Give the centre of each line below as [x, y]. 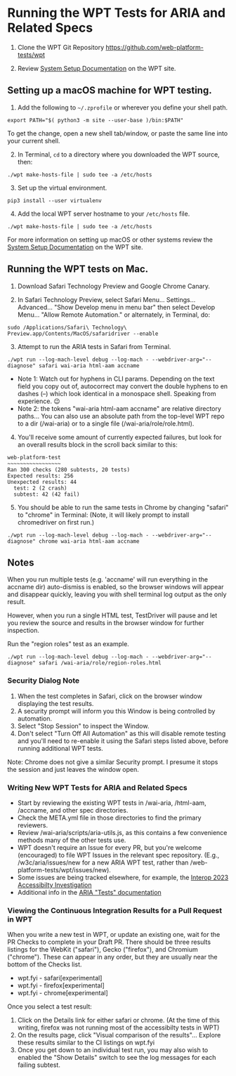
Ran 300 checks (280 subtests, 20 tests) [69, 470]
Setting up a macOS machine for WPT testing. [110, 90]
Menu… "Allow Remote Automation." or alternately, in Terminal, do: [114, 315]
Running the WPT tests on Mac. [78, 269]
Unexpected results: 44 [42, 482]
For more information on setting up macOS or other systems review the [110, 240]
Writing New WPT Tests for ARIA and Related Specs [97, 787]
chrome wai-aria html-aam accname [89, 541]
